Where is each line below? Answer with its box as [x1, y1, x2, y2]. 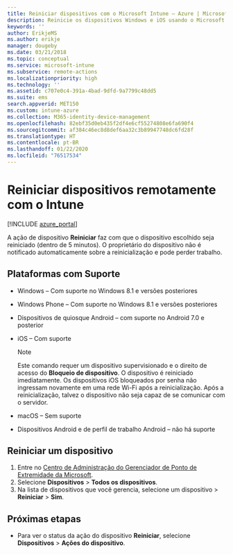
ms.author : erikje [7, 36, 60, 43]
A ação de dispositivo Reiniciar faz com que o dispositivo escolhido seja [7, 233, 215, 242]
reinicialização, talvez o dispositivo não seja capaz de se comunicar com [17, 390, 225, 399]
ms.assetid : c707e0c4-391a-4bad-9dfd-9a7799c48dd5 [7, 87, 157, 94]
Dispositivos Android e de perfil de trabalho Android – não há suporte [17, 425, 216, 433]
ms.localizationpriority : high [7, 74, 98, 82]
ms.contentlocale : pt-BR [7, 140, 79, 146]
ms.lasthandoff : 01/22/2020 [7, 146, 89, 153]
